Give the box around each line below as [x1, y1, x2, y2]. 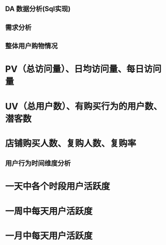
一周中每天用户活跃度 [5, 206, 93, 217]
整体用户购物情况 [5, 42, 58, 50]
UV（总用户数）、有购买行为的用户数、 [5, 101, 163, 112]
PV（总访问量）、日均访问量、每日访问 [5, 64, 162, 75]
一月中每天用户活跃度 [5, 230, 93, 242]
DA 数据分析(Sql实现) [5, 4, 71, 13]
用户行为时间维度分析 [5, 159, 71, 168]
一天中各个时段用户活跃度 [5, 181, 111, 192]
